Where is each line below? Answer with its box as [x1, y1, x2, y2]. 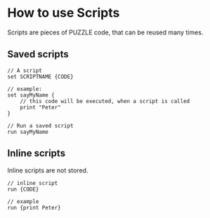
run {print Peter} [7, 204, 61, 211]
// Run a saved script [7, 122, 74, 129]
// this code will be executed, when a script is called [20, 97, 190, 104]
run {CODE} [7, 186, 39, 193]
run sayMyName [7, 128, 49, 135]
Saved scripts [7, 48, 69, 60]
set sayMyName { [7, 91, 55, 99]
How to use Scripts [7, 5, 120, 21]
